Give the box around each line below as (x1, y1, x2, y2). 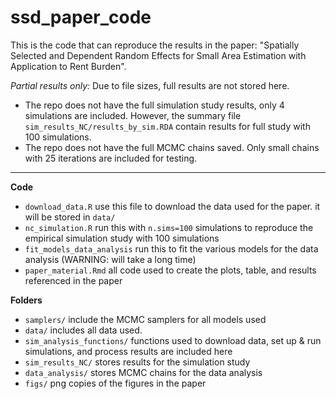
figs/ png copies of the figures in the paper (24, 377, 207, 389)
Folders (10, 294, 43, 306)
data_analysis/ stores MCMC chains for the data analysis (24, 366, 263, 378)
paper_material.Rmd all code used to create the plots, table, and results (24, 264, 317, 276)
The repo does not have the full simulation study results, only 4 (24, 99, 285, 111)
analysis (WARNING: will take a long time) (24, 253, 197, 265)
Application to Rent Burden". (10, 60, 127, 72)
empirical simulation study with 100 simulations (24, 232, 220, 244)
